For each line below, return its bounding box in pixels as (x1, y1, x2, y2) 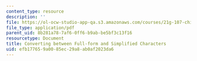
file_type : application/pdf (6, 24, 75, 31)
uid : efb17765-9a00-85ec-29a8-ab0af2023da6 (6, 46, 114, 52)
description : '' (6, 14, 46, 20)
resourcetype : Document (6, 35, 64, 41)
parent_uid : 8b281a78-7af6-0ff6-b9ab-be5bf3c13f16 (6, 30, 133, 36)
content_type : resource (6, 8, 64, 15)
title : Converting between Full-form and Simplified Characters (6, 41, 167, 47)
